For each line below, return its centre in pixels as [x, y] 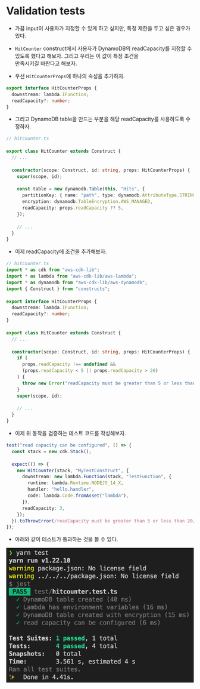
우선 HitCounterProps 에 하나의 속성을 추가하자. [70, 76]
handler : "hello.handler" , [61, 490]
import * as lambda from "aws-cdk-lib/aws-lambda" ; [71, 276]
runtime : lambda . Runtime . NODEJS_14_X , [76, 483]
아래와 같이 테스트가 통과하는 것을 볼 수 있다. [66, 539]
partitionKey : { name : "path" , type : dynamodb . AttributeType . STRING [109, 195]
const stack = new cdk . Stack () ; [52, 451]
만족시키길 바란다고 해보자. [46, 63]
